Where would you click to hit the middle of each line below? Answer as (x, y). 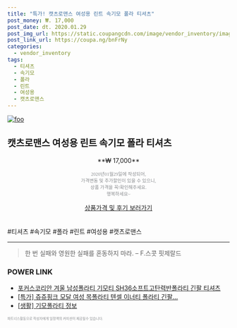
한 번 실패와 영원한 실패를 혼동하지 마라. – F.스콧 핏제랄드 (103, 253)
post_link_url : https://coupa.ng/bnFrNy (68, 40)
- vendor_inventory (42, 54)
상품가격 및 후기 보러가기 (119, 207)
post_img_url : (28, 34)
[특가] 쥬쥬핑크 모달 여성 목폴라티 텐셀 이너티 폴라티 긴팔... (98, 297)
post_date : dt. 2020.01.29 (47, 27)
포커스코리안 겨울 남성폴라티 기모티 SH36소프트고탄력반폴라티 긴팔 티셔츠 (119, 288)
